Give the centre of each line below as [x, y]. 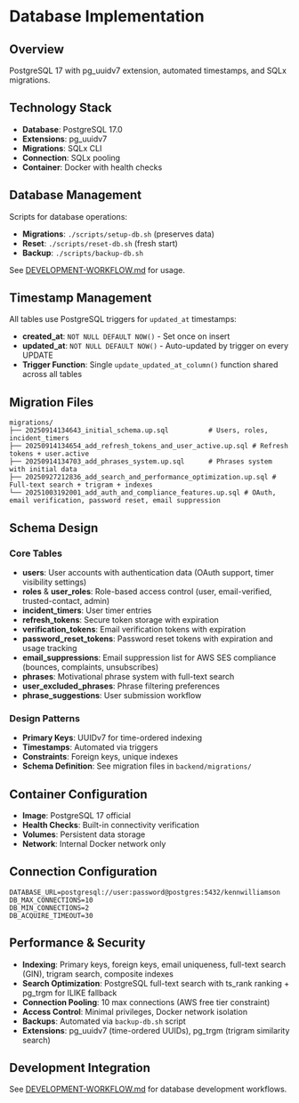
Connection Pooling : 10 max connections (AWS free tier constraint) [146, 1002]
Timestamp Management [81, 298]
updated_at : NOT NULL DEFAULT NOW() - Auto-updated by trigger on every [155, 346]
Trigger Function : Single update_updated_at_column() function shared [150, 365]
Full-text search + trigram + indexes [81, 485]
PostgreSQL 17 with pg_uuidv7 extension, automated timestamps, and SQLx [148, 70]
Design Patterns [44, 718]
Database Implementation [107, 16]
